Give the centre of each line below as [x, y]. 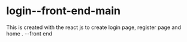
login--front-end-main [64, 11]
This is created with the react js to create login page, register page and [94, 27]
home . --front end [29, 33]
